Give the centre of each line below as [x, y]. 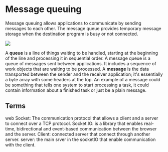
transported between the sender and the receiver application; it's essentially [84, 74]
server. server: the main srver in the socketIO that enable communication [80, 139]
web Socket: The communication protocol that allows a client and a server [82, 118]
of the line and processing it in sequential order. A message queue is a [78, 58]
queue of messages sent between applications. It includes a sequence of [81, 63]
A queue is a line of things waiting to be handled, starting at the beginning [82, 53]
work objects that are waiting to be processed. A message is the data [77, 69]
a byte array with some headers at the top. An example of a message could [83, 79]
